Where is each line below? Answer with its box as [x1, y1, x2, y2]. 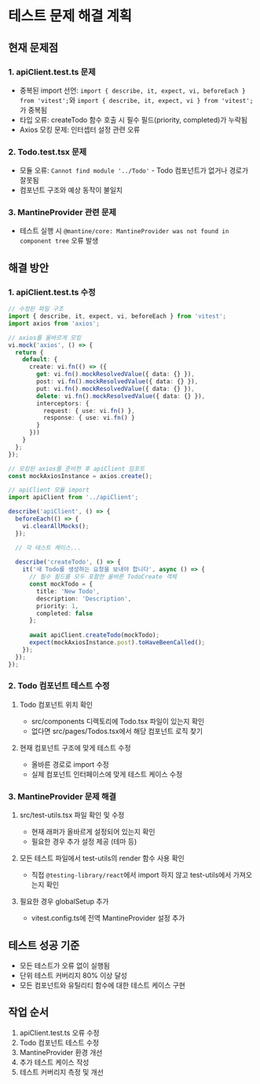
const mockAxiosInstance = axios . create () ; [8, 472, 153, 480]
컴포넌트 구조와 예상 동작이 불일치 [19, 185, 123, 195]
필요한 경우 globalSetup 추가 [19, 896, 109, 907]
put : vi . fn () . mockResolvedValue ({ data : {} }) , [36, 385, 195, 392]
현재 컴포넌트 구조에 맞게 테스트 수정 [19, 743, 131, 752]
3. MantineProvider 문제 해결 [8, 790, 116, 801]
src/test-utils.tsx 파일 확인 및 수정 [19, 810, 125, 820]
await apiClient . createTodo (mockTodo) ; [28, 631, 159, 640]
